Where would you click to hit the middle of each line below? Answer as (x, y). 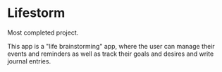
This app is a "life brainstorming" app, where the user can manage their (111, 46)
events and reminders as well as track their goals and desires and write (111, 54)
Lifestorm (36, 13)
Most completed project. (43, 32)
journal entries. (29, 61)
